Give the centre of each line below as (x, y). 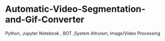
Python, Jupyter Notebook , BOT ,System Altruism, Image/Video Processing (83, 33)
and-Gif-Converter (45, 20)
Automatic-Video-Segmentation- (75, 9)
